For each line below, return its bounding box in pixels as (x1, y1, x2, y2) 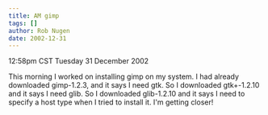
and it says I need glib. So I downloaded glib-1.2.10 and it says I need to (8, 89, 245, 99)
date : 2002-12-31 (8, 34, 67, 43)
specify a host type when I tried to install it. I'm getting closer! (8, 97, 214, 107)
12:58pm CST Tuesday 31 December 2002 (8, 56, 149, 66)
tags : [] (8, 19, 38, 27)
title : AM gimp (8, 11, 60, 20)
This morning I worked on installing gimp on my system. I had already (8, 72, 240, 81)
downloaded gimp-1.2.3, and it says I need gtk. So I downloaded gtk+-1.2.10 (8, 80, 260, 90)
